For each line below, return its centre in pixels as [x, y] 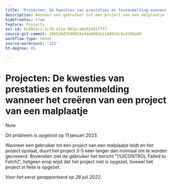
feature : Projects [25, 24]
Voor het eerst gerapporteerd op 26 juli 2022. [54, 177]
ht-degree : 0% [21, 48]
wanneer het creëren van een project [86, 100]
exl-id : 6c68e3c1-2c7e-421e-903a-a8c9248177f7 [56, 29]
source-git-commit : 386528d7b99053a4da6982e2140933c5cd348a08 [73, 34]
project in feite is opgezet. [33, 167]
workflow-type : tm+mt [29, 39]
